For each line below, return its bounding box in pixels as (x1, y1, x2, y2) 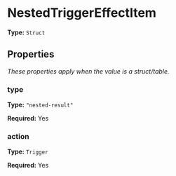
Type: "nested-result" (7, 100, 74, 109)
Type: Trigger (7, 147, 48, 156)
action (7, 131, 29, 141)
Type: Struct (7, 28, 46, 36)
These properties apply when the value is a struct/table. (7, 67, 170, 75)
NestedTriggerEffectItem (7, 5, 156, 21)
